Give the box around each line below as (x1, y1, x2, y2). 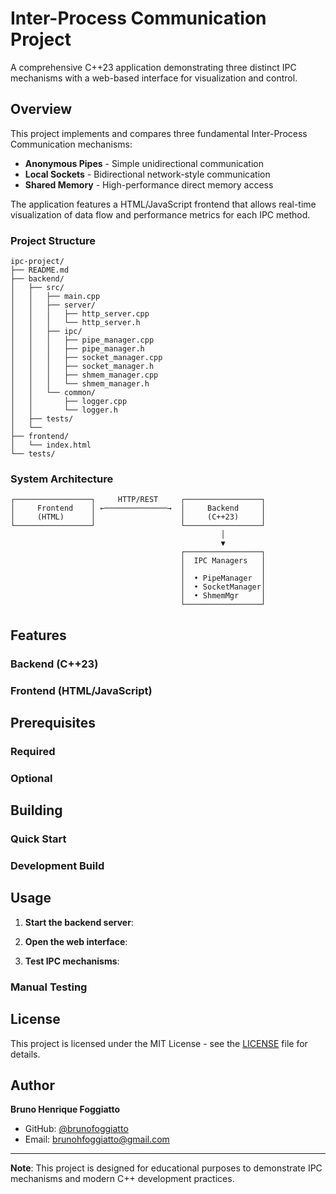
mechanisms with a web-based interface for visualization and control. (10, 72, 298, 84)
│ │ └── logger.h (10, 405, 118, 416)
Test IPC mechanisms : (24, 955, 120, 967)
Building (10, 802, 63, 819)
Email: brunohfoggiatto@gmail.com (24, 1133, 170, 1146)
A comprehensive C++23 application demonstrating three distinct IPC (10, 61, 297, 73)
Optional (10, 771, 53, 785)
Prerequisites (10, 714, 96, 731)
